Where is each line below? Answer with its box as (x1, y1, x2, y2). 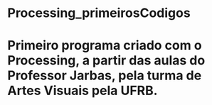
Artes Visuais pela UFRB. (7, 83, 158, 99)
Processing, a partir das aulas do (7, 52, 206, 69)
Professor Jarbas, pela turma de (7, 67, 202, 84)
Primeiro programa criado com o (7, 38, 202, 54)
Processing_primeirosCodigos (7, 5, 191, 21)
